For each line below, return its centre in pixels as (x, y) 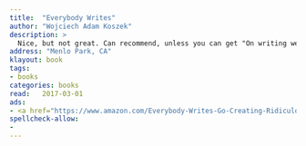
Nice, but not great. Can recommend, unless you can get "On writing (152, 43)
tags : (20, 69)
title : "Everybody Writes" (63, 18)
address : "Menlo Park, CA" (61, 52)
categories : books (44, 85)
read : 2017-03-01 (46, 93)
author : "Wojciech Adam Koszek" (71, 26)
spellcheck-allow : (44, 119)
